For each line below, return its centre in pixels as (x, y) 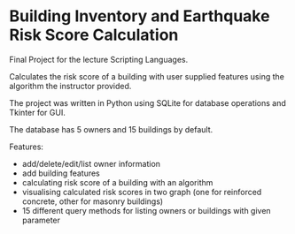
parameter (41, 220)
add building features (61, 173)
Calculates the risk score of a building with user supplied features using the (147, 76)
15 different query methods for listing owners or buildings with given (147, 210)
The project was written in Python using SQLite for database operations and (147, 102)
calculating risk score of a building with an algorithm (117, 182)
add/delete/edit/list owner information (91, 163)
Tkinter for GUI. (38, 112)
